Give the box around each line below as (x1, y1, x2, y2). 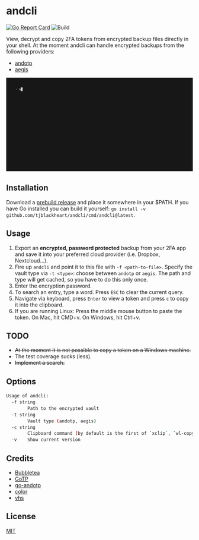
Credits (6, 453, 34, 463)
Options (6, 376, 37, 387)
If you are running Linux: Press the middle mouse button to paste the (14, 307, 182, 314)
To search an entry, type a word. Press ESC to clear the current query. (14, 288, 184, 295)
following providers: (6, 48, 55, 55)
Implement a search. (14, 359, 65, 367)
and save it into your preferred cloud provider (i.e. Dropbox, (14, 251, 161, 258)
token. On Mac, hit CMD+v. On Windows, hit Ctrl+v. (14, 314, 140, 321)
